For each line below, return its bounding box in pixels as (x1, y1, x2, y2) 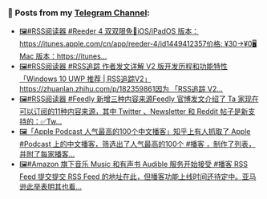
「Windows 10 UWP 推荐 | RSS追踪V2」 (18, 74, 152, 83)
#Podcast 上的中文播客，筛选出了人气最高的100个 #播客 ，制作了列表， (18, 140, 256, 149)
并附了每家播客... (18, 149, 75, 159)
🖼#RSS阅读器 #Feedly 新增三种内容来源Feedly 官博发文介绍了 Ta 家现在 (18, 94, 260, 104)
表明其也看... (40, 182, 82, 192)
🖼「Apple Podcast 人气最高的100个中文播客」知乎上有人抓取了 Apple (18, 127, 251, 136)
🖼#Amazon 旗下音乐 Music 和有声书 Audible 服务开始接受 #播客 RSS (18, 160, 249, 169)
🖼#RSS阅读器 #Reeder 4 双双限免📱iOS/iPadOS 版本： (18, 26, 200, 36)
